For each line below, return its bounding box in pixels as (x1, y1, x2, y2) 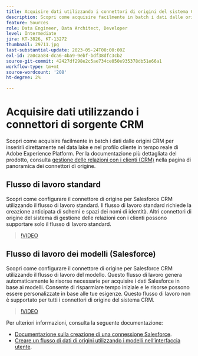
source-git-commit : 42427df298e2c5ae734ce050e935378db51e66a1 (6, 58, 162, 64)
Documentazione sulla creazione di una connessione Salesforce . (14, 331, 172, 338)
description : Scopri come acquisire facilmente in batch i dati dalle (6, 14, 183, 20)
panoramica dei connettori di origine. (6, 163, 96, 170)
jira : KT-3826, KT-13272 (6, 36, 67, 42)
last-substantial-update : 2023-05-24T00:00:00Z (6, 47, 126, 53)
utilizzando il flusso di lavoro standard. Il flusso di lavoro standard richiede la (6, 202, 192, 209)
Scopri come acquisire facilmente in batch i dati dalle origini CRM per (6, 137, 174, 145)
